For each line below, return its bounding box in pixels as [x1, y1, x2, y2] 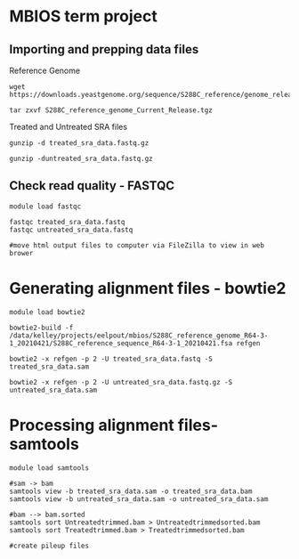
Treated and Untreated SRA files [9, 122, 127, 132]
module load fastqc [9, 202, 82, 211]
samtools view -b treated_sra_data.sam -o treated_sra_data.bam [9, 487, 253, 496]
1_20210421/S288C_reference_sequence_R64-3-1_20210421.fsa [9, 338, 233, 348]
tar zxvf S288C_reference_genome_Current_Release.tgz [9, 106, 214, 115]
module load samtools [9, 463, 90, 473]
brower [9, 248, 34, 257]
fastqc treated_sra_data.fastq [9, 217, 125, 226]
